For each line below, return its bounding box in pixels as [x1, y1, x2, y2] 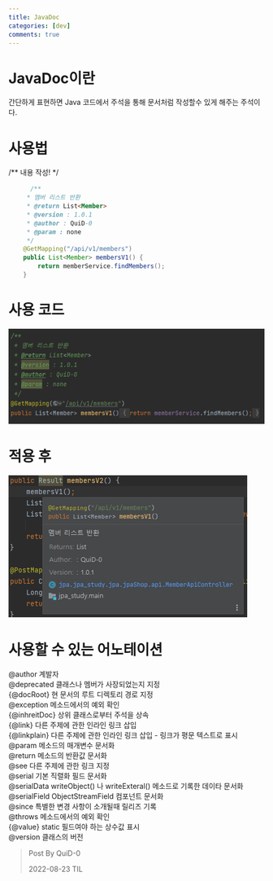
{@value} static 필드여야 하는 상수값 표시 [8, 822, 141, 831]
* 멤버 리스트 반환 [26, 194, 81, 202]
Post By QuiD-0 [28, 848, 81, 858]
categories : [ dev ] [8, 21, 71, 30]
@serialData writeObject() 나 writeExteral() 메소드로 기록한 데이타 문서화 [8, 781, 244, 791]
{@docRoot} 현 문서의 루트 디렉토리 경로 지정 [8, 689, 154, 699]
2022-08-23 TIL [28, 864, 83, 874]
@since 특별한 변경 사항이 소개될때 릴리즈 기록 [8, 801, 157, 811]
